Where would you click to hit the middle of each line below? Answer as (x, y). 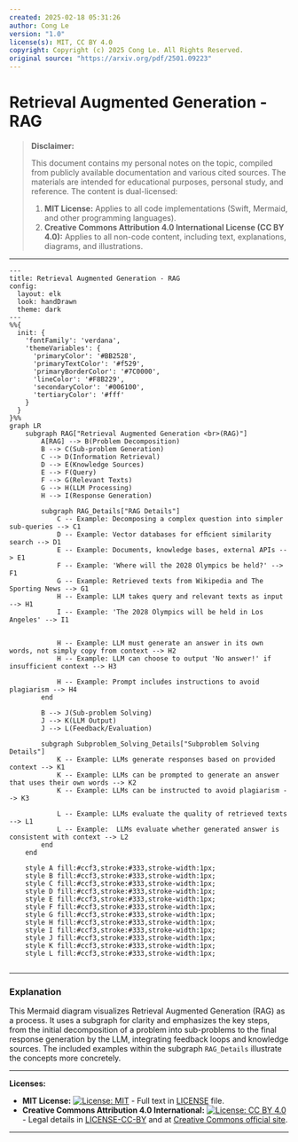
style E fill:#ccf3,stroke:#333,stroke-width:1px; (121, 899)
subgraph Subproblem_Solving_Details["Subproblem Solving (150, 744)
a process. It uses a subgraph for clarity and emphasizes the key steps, (140, 1021)
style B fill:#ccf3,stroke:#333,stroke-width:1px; (121, 876)
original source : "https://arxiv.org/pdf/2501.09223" (111, 59)
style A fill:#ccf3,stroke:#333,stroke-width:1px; (121, 868)
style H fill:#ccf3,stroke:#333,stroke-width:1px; (121, 922)
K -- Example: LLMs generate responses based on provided (166, 759)
